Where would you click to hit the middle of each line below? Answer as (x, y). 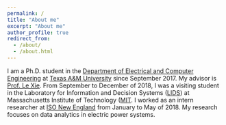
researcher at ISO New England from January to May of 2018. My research (112, 107)
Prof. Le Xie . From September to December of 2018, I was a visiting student (113, 85)
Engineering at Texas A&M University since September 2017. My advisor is (112, 78)
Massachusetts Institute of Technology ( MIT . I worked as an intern (100, 100)
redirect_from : (29, 39)
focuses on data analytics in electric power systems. (81, 114)
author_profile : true (38, 32)
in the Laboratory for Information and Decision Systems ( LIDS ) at (98, 92)
